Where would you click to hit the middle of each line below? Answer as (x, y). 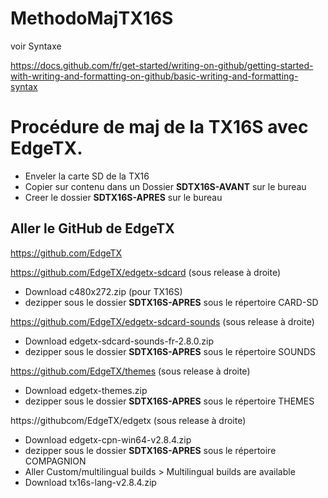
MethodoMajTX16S (92, 18)
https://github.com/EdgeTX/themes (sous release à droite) (130, 371)
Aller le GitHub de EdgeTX (92, 228)
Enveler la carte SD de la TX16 (87, 176)
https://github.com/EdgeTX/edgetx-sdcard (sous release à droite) (146, 272)
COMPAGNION (55, 461)
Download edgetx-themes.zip (86, 390)
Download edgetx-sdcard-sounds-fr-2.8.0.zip (119, 341)
